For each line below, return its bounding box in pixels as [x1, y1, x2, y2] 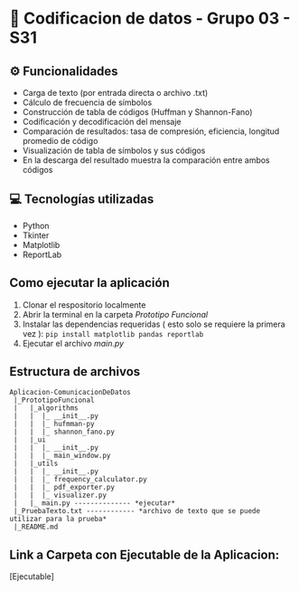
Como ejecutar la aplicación [9, 275, 170, 291]
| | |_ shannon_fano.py [13, 427, 116, 437]
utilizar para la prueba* [9, 515, 107, 524]
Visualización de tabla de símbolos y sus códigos [22, 145, 206, 156]
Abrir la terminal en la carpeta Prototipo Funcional [22, 309, 209, 319]
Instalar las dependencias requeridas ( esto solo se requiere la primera [22, 319, 286, 329]
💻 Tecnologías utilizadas [9, 192, 154, 207]
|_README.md [13, 522, 59, 532]
